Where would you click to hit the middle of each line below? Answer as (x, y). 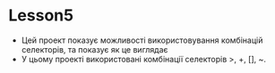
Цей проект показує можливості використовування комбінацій (142, 40)
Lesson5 (41, 16)
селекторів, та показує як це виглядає (95, 49)
